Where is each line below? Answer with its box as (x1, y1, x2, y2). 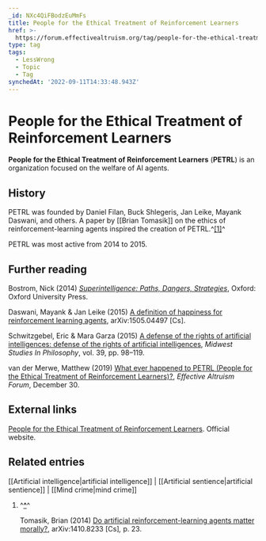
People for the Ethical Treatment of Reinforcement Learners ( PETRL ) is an (8, 155, 255, 165)
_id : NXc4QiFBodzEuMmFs (8, 11, 87, 20)
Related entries (8, 455, 85, 469)
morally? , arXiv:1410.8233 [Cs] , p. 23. (19, 524, 142, 533)
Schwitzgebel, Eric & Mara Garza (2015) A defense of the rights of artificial (8, 331, 252, 341)
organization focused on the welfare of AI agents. (8, 163, 170, 173)
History (8, 186, 46, 200)
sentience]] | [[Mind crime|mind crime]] (8, 485, 137, 494)
